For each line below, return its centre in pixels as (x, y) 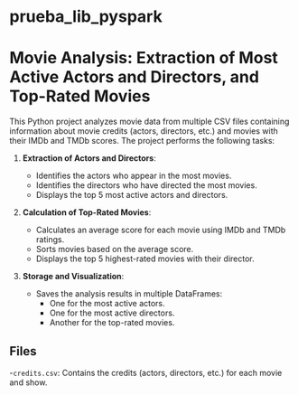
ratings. (50, 240)
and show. (28, 382)
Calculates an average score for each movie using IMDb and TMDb (161, 230)
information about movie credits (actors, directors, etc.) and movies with (144, 131)
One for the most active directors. (112, 313)
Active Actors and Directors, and (135, 77)
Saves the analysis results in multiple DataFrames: (129, 294)
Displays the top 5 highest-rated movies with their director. (145, 259)
